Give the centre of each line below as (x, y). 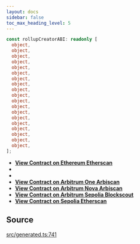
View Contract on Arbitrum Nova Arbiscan (69, 188)
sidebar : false (25, 17)
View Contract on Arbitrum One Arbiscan (67, 181)
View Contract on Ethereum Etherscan (63, 162)
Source (20, 220)
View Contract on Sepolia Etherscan (61, 201)
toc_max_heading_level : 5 (38, 23)
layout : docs (22, 12)
